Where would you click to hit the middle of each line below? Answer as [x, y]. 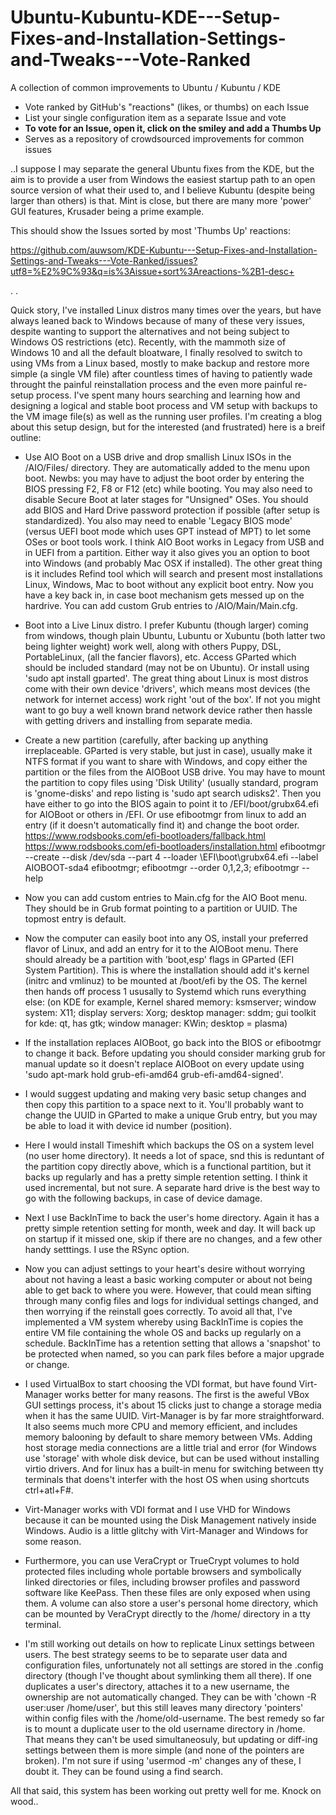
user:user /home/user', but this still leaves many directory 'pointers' [164, 1707]
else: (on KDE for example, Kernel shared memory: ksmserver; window [170, 1002]
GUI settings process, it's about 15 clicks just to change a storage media [173, 1405]
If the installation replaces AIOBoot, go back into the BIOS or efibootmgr [173, 1042]
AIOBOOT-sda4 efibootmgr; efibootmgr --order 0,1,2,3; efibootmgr [162, 867]
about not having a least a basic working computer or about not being [168, 1279]
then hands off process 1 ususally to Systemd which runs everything [165, 991]
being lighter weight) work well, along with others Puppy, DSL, [153, 646]
